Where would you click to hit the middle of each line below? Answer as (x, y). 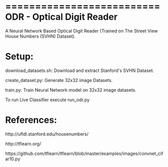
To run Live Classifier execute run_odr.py (47, 100)
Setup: (19, 57)
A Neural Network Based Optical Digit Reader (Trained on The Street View (81, 31)
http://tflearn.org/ (23, 143)
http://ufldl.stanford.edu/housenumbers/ (47, 134)
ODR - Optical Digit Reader (61, 17)
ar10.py (13, 158)
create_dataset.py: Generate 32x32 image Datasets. (59, 80)
